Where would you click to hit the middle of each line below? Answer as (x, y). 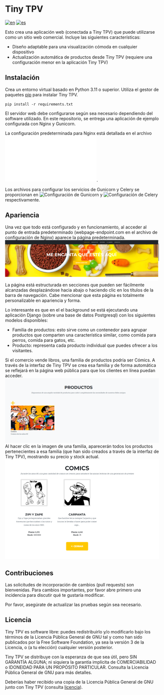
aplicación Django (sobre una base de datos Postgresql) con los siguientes (80, 315)
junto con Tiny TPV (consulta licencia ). (44, 687)
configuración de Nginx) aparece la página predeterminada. (65, 237)
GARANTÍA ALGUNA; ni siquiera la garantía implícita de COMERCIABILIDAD (81, 662)
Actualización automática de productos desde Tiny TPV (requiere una (82, 57)
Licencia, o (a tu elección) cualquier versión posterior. (59, 647)
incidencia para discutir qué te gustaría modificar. (55, 595)
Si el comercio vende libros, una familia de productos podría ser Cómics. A (80, 360)
